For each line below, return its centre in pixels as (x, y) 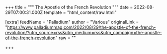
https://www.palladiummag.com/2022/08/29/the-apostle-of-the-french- (82, 27)
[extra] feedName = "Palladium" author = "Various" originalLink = (72, 22)
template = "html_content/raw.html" (80, 12)
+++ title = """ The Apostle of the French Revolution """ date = (69, 7)
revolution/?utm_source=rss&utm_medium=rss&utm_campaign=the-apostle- (83, 32)
